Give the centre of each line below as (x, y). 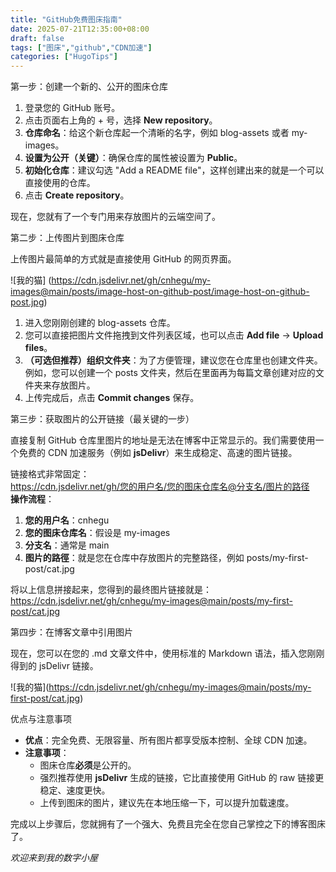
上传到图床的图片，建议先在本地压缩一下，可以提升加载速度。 (167, 803)
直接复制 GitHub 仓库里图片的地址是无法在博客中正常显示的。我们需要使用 (163, 440)
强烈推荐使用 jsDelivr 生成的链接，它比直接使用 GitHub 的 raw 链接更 (182, 778)
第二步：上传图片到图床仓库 (67, 238)
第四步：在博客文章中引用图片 (71, 632)
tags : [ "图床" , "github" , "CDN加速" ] (81, 47)
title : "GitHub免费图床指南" (66, 19)
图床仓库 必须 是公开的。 (88, 765)
